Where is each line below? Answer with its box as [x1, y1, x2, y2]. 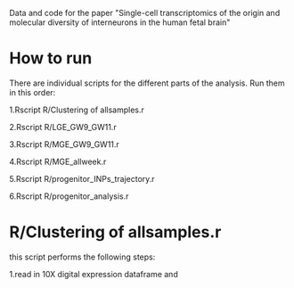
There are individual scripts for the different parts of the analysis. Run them [9, 78, 285, 88]
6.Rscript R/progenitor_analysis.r [9, 191, 129, 202]
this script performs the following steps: [9, 251, 156, 262]
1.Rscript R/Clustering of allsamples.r [9, 104, 145, 115]
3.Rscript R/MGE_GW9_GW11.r [9, 138, 120, 150]
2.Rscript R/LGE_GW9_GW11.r [9, 121, 118, 132]
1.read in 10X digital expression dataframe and [9, 268, 178, 279]
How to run [9, 48, 93, 69]
